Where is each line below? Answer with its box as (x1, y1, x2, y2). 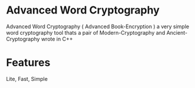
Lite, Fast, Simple (6, 75, 48, 82)
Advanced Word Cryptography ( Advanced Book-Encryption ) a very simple (6, 23, 190, 30)
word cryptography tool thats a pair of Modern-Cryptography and (6, 29, 166, 36)
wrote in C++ (41, 35, 73, 42)
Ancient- (166, 29, 187, 36)
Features (6, 56, 51, 69)
